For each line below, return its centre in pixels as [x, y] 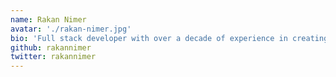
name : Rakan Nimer [48, 19]
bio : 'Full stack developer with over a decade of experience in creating [169, 38]
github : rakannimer [51, 47]
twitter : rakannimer [53, 57]
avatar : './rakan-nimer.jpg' [71, 29]
